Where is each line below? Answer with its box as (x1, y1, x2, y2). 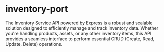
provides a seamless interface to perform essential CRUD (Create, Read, (5, 36, 155, 42)
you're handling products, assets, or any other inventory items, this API (5, 30, 152, 36)
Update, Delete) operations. (5, 41, 63, 47)
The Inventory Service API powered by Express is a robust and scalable (5, 20, 153, 26)
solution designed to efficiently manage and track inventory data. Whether (5, 25, 159, 31)
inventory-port (5, 3, 68, 15)
